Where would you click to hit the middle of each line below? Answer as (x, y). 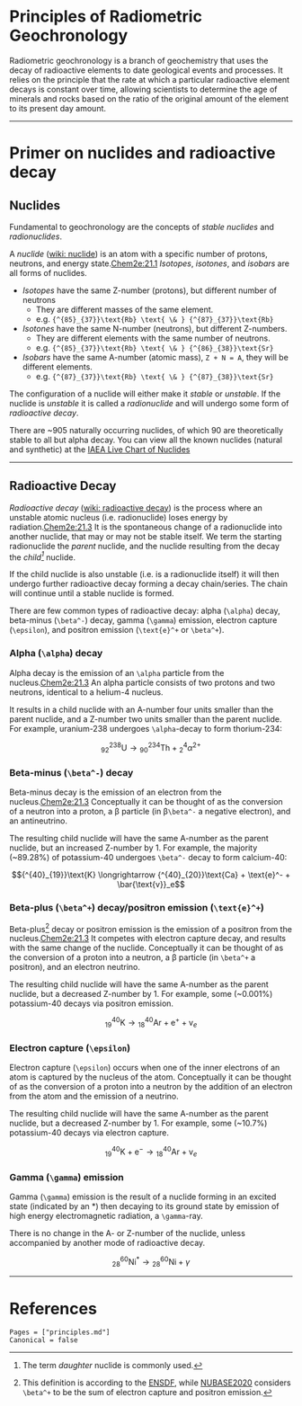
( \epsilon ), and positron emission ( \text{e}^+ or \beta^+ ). (117, 630)
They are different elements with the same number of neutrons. (153, 338)
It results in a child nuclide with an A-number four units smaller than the (142, 709)
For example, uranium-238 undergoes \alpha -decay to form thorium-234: (146, 728)
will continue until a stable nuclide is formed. (92, 593)
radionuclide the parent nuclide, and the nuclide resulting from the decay (145, 546)
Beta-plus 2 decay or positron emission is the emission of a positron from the (151, 928)
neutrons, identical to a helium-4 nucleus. (86, 692)
